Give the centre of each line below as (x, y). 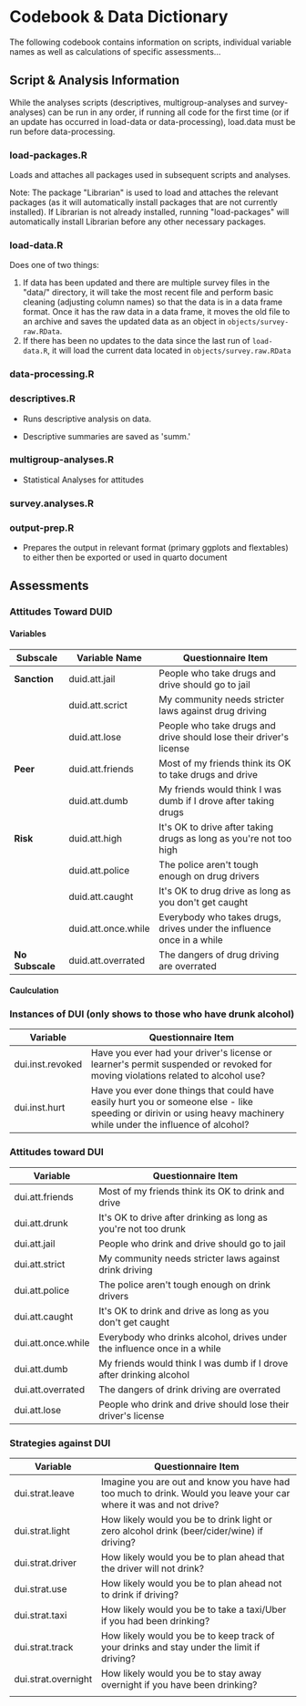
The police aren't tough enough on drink (185, 1285)
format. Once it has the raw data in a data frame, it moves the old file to (156, 312)
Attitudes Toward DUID (61, 612)
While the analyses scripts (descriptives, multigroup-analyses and (133, 102)
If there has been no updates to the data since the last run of (136, 341)
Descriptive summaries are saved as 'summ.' (107, 436)
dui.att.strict (40, 1264)
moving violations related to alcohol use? (178, 1076)
